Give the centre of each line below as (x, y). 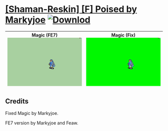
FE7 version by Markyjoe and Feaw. (42, 123)
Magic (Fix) (123, 35)
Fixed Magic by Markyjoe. (32, 113)
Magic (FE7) (45, 35)
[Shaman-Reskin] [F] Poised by (71, 9)
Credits (17, 101)
